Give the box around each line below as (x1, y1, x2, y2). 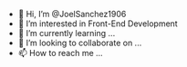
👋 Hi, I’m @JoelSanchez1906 (17, 9, 127, 19)
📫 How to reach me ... (17, 48, 103, 58)
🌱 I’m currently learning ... (17, 28, 116, 38)
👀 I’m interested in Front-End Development (17, 18, 178, 29)
